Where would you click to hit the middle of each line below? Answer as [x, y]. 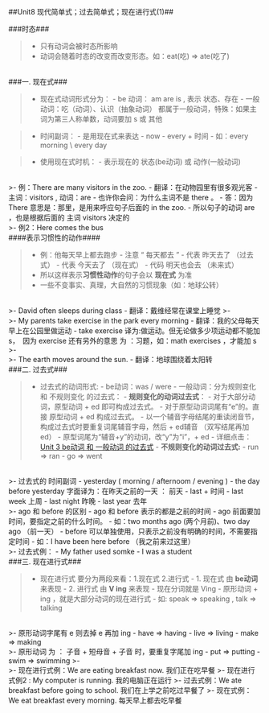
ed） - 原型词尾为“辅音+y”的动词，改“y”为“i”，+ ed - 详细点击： [146, 437]
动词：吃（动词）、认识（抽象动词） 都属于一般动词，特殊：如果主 [148, 109]
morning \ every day [73, 145]
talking [51, 608]
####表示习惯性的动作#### [54, 237]
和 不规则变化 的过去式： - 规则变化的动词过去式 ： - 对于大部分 [144, 396]
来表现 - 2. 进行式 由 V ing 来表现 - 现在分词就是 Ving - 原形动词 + [149, 589]
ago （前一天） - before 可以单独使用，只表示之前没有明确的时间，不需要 [130, 531]
